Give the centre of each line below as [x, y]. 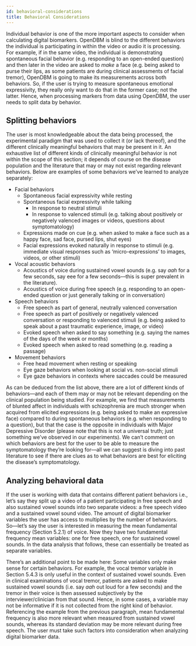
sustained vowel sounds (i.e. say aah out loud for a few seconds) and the [94, 587]
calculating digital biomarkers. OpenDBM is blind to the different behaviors [96, 40]
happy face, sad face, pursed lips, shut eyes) [77, 239]
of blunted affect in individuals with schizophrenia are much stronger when [96, 406]
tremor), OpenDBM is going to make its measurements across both [86, 77]
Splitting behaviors [41, 120]
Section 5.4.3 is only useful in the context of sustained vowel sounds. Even [96, 575]
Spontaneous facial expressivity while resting [78, 196]
